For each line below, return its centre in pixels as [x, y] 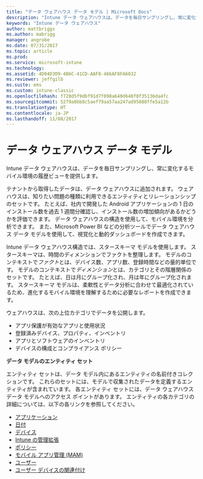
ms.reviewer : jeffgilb [35, 79]
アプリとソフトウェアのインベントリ [60, 341]
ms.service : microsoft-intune [44, 62]
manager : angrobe [28, 40]
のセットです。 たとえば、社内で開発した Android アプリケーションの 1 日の [100, 204]
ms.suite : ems [24, 85]
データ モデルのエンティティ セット [50, 361]
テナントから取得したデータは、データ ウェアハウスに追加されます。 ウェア [100, 189]
